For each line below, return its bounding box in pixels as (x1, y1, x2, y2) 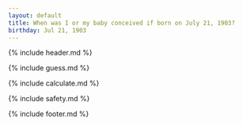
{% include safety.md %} (8, 94, 90, 104)
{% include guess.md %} (8, 63, 89, 73)
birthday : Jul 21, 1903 (8, 26, 87, 34)
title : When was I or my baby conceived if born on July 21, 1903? (8, 19, 236, 27)
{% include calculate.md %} (8, 78, 100, 88)
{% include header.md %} (8, 48, 93, 58)
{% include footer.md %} (8, 109, 89, 119)
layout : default (8, 11, 62, 20)
